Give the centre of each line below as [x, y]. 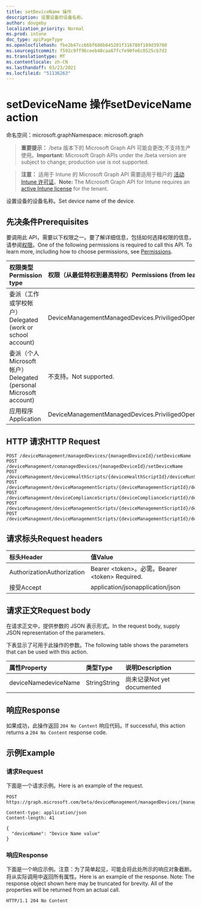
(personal [23, 385]
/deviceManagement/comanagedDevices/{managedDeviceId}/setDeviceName [95, 466]
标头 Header [26, 557]
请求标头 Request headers [54, 539]
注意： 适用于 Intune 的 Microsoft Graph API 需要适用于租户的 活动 [102, 174]
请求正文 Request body [48, 611]
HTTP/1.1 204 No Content [37, 901]
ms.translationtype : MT [36, 56]
